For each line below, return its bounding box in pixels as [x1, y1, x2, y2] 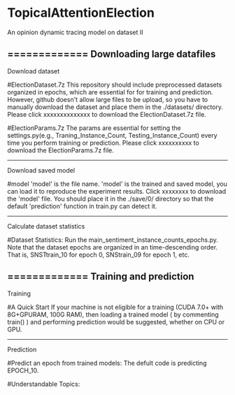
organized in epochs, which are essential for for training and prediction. [7, 87, 213, 96]
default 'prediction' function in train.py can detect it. [7, 201, 157, 210]
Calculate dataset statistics [7, 222, 85, 230]
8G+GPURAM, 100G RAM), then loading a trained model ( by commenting [7, 310, 219, 319]
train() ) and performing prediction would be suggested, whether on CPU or [7, 317, 225, 326]
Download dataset [7, 66, 60, 75]
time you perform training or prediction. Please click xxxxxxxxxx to [7, 138, 199, 147]
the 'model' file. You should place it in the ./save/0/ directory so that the [7, 194, 214, 203]
